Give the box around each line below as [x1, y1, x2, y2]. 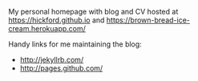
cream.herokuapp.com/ [8, 24, 87, 33]
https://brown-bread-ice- [106, 15, 190, 25]
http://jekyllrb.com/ [19, 55, 84, 64]
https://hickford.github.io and [8, 15, 105, 25]
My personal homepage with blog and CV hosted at [8, 7, 179, 16]
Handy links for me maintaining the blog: [8, 39, 142, 49]
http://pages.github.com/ [19, 63, 103, 73]
